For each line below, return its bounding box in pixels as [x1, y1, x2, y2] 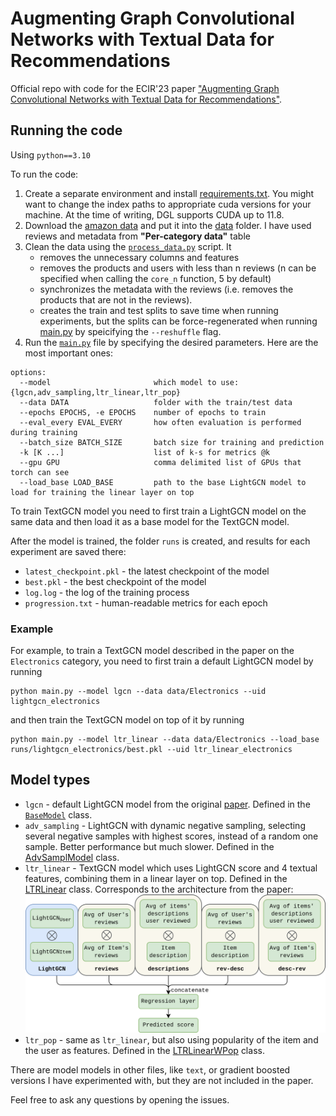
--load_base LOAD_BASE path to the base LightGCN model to [19, 477, 307, 487]
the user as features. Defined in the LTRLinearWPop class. [24, 1045, 265, 1057]
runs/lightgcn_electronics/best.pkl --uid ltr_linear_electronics [10, 745, 293, 755]
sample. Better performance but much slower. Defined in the [24, 840, 275, 852]
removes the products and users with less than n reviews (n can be [39, 262, 317, 274]
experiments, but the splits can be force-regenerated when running [39, 315, 318, 327]
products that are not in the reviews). [39, 293, 193, 306]
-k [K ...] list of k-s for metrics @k [19, 447, 271, 457]
